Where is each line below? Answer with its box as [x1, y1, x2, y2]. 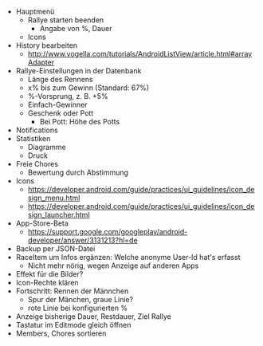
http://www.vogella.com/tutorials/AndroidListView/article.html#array [27, 49, 253, 58]
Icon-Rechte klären [15, 278, 79, 287]
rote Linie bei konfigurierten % [27, 303, 128, 313]
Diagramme [27, 143, 66, 151]
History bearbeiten [15, 41, 78, 50]
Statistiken [15, 134, 51, 143]
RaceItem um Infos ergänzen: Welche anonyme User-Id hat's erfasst [15, 253, 241, 261]
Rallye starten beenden [27, 15, 104, 25]
